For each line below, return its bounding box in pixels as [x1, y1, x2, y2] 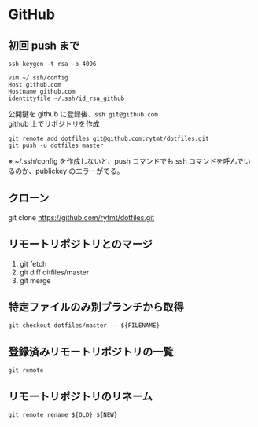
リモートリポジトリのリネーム [8, 389, 153, 403]
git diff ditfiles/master [19, 267, 90, 277]
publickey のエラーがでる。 [35, 167, 124, 175]
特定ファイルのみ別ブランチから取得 [8, 300, 184, 314]
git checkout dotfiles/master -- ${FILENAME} [8, 322, 160, 329]
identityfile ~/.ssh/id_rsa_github [8, 94, 125, 102]
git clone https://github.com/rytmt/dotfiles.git [8, 212, 155, 222]
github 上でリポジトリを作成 [8, 120, 100, 128]
